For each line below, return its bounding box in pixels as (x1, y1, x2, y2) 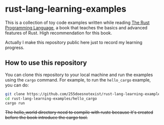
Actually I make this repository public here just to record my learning (5, 39, 143, 45)
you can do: (5, 82, 29, 88)
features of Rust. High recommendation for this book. (5, 30, 112, 36)
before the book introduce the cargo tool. (5, 115, 88, 121)
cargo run (5, 101, 25, 105)
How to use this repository (5, 59, 87, 67)
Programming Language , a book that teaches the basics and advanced (5, 24, 148, 30)
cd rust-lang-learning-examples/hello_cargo (5, 96, 97, 101)
